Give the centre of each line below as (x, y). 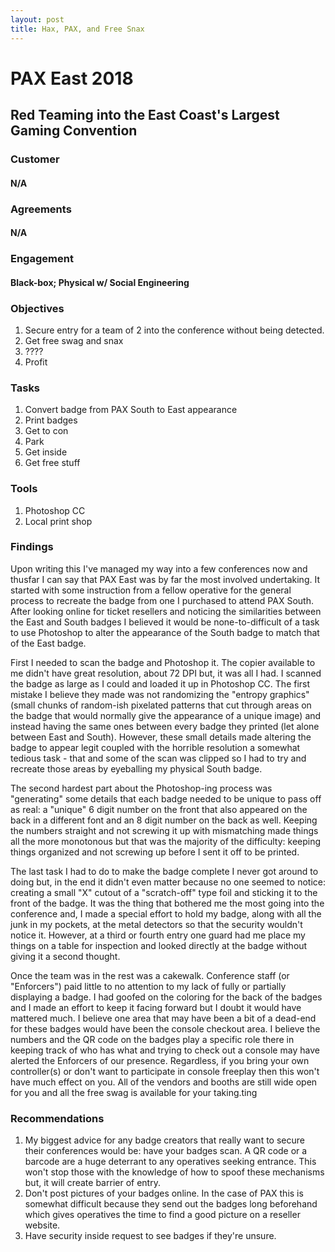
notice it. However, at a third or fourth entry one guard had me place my (158, 935)
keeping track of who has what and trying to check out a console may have (165, 1050)
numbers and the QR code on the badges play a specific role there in (152, 1039)
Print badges (51, 420)
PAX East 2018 (72, 78)
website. (42, 1225)
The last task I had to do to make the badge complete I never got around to (164, 871)
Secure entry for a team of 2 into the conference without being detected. (174, 330)
